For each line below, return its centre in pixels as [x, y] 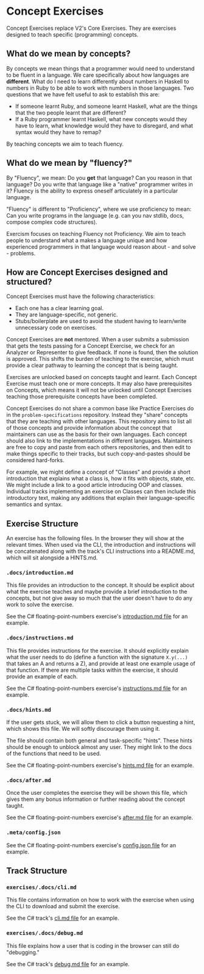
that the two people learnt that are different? [71, 112]
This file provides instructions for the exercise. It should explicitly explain [97, 650]
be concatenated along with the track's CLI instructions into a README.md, [101, 551]
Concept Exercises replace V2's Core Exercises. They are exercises [91, 28]
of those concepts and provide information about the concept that [89, 428]
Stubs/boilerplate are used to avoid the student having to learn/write [101, 321]
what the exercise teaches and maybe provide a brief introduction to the [97, 592]
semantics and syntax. [34, 505]
